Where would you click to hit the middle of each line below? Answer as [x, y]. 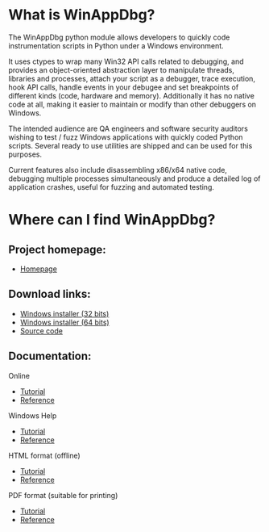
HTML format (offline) [44, 455]
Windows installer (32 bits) [64, 313]
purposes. [25, 154]
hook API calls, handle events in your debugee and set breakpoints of [124, 87]
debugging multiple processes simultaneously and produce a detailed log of [134, 178]
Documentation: [50, 356]
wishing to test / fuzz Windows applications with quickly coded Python [126, 137]
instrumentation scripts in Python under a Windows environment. [116, 45]
